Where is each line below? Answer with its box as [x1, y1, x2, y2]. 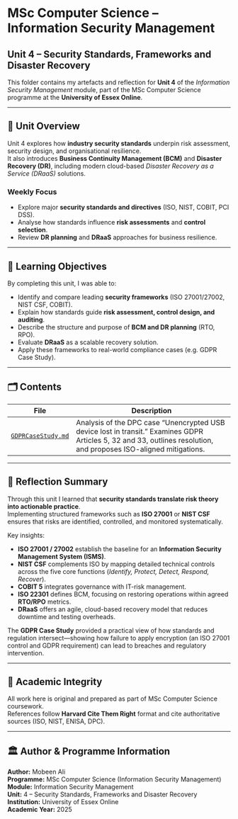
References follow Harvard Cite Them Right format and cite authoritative [7, 710, 220, 718]
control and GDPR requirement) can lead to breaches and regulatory [7, 641, 207, 650]
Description [131, 405, 172, 415]
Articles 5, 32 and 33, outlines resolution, [75, 435, 214, 445]
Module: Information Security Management [7, 783, 134, 791]
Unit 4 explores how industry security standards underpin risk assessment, [7, 139, 230, 147]
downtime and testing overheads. [17, 612, 115, 621]
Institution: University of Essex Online [7, 798, 119, 806]
